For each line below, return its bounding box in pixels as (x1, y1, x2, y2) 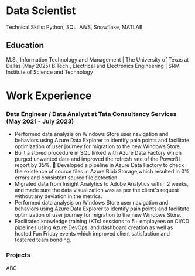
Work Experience (6, 89, 92, 102)
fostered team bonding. (14, 236, 71, 244)
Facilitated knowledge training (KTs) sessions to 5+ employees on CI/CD (14, 218, 189, 225)
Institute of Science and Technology (6, 69, 94, 76)
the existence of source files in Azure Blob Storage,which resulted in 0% (14, 168, 190, 175)
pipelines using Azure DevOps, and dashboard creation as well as (14, 224, 173, 231)
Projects (6, 251, 30, 259)
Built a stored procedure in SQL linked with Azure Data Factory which (14, 149, 182, 156)
